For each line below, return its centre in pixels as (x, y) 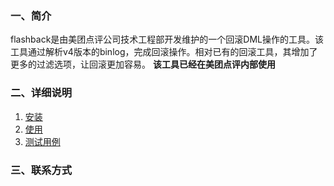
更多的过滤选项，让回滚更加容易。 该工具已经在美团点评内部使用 (143, 64)
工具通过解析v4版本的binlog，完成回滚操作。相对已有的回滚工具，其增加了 (164, 52)
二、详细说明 (41, 93)
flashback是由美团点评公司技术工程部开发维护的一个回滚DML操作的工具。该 (167, 39)
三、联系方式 (41, 170)
